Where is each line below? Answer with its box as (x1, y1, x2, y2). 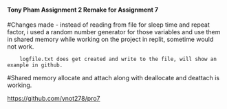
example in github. (7, 62, 63, 69)
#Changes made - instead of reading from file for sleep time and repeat (7, 21, 210, 29)
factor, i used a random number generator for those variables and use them (7, 28, 221, 36)
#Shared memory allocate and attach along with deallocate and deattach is (7, 74, 220, 82)
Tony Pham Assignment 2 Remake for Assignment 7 (7, 5, 159, 14)
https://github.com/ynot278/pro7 (7, 95, 100, 103)
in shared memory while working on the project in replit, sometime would (7, 35, 214, 44)
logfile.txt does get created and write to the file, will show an (19, 56, 217, 63)
